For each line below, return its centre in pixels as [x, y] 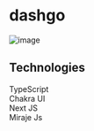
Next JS [23, 108]
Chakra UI [27, 98]
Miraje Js [26, 117]
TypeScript [29, 89]
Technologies [47, 68]
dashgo [37, 15]
